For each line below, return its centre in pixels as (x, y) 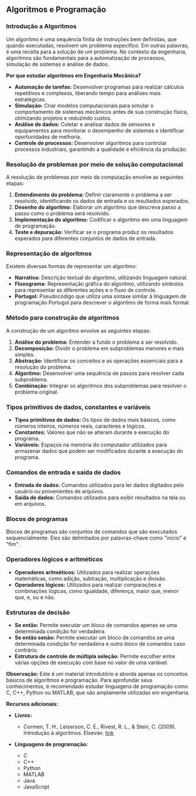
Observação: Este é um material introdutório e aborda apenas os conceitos (97, 674)
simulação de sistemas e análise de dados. (58, 64)
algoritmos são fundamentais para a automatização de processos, (86, 57)
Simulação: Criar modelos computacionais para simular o (84, 106)
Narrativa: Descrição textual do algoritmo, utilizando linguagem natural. (101, 277)
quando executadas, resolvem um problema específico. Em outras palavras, (97, 45)
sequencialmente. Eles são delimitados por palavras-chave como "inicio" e (96, 538)
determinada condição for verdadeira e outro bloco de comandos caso (100, 644)
